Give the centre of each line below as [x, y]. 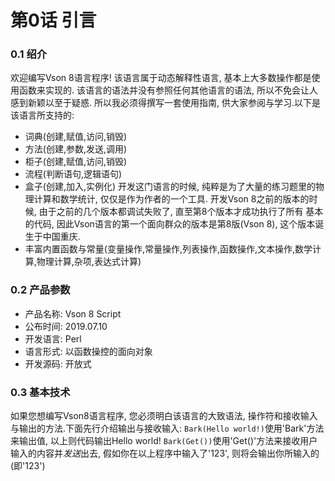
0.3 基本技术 [40, 392]
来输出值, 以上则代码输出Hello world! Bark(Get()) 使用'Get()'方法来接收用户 [164, 441]
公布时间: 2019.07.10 [66, 326]
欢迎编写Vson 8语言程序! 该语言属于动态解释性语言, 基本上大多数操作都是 [161, 78]
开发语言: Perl [53, 338]
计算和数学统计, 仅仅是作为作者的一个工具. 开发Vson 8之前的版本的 [171, 199]
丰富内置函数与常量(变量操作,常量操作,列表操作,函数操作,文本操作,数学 [168, 249]
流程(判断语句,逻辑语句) [73, 174]
